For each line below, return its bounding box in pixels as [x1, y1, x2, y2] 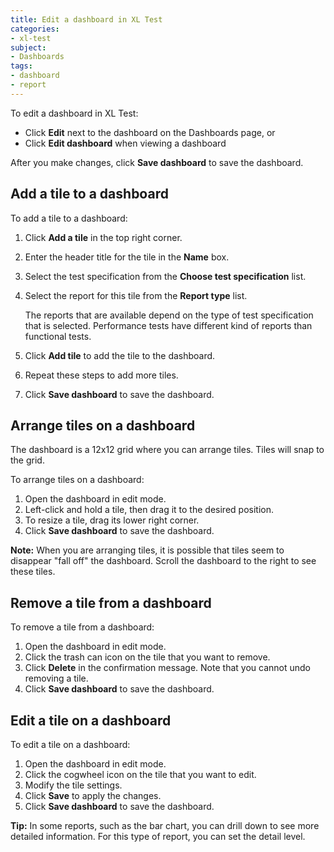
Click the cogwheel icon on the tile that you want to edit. [24, 769, 257, 780]
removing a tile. [24, 672, 89, 685]
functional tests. [24, 330, 92, 342]
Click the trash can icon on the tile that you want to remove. [24, 651, 271, 663]
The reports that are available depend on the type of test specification [24, 309, 314, 321]
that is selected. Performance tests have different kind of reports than [24, 319, 313, 331]
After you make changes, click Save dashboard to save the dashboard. [10, 156, 304, 168]
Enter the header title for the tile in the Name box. [24, 251, 230, 263]
